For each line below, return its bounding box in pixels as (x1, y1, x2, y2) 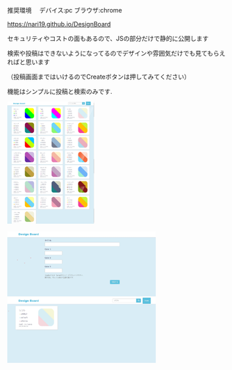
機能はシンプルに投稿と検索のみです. (7, 88, 113, 95)
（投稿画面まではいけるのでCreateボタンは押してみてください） (7, 72, 191, 81)
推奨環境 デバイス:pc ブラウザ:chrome (7, 6, 123, 14)
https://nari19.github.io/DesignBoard (7, 20, 111, 28)
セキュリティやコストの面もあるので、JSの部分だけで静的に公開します (7, 34, 209, 42)
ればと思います (7, 58, 50, 66)
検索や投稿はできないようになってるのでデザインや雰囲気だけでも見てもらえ (7, 49, 226, 57)
